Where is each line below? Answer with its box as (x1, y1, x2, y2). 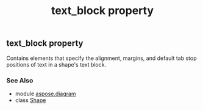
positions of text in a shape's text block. (6, 61, 107, 68)
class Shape (15, 96, 46, 104)
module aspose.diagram (15, 90, 76, 97)
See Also (6, 76, 34, 84)
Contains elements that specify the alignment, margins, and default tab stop (6, 54, 197, 62)
